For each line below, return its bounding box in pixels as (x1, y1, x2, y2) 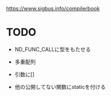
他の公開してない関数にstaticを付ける (14, 83, 106, 90)
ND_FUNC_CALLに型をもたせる (14, 45, 91, 52)
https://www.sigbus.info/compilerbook (6, 5, 100, 12)
